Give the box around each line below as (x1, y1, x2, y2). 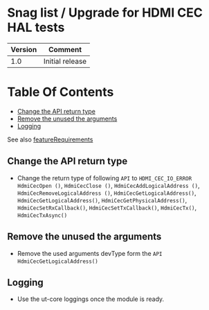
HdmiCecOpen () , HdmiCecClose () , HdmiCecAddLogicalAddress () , (17, 181, 200, 189)
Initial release (44, 56, 87, 66)
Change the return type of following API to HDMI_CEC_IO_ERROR (17, 173, 192, 182)
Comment (48, 44, 82, 54)
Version (10, 44, 37, 54)
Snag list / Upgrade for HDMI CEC (7, 5, 203, 21)
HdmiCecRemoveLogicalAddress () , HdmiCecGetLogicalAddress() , (17, 189, 197, 197)
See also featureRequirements (7, 135, 93, 144)
